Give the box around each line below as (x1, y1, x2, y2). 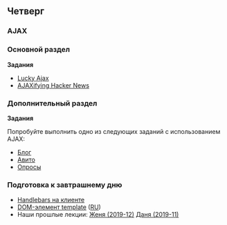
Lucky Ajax (17, 74, 50, 82)
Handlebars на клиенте (17, 196, 85, 204)
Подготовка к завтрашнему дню (7, 179, 122, 189)
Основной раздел (7, 45, 71, 55)
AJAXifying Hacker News (17, 81, 90, 89)
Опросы (17, 162, 42, 171)
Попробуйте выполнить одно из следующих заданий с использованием (7, 127, 221, 135)
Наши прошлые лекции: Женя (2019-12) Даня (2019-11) (17, 211, 179, 219)
